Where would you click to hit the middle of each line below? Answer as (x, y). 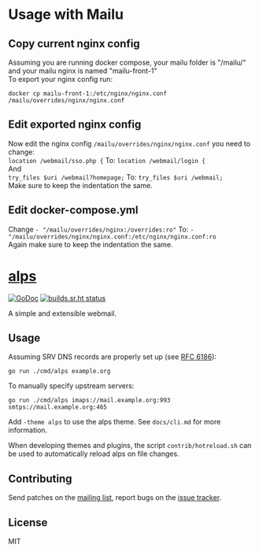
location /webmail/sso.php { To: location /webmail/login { (107, 160)
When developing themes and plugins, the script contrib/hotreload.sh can (130, 446)
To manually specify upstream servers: (71, 386)
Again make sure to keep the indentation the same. (91, 244)
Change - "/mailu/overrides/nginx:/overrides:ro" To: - (101, 229)
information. (28, 430)
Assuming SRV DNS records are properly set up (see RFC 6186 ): (113, 357)
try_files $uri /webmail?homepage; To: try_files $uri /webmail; (116, 177)
